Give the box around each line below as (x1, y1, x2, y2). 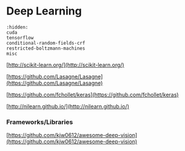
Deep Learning (6, 4, 82, 18)
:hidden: (6, 24, 29, 30)
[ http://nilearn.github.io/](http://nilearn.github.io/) (6, 103, 129, 110)
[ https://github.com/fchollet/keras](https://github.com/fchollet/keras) (6, 91, 179, 98)
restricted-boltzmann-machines (6, 45, 86, 51)
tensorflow (6, 34, 34, 40)
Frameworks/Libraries (6, 118, 73, 126)
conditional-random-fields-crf (6, 40, 86, 46)
